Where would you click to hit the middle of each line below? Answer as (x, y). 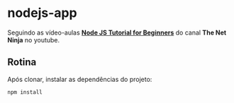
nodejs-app (42, 13)
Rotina (22, 62)
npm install (25, 92)
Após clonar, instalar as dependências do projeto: (80, 79)
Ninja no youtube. (34, 40)
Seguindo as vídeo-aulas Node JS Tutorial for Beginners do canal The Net (117, 32)
